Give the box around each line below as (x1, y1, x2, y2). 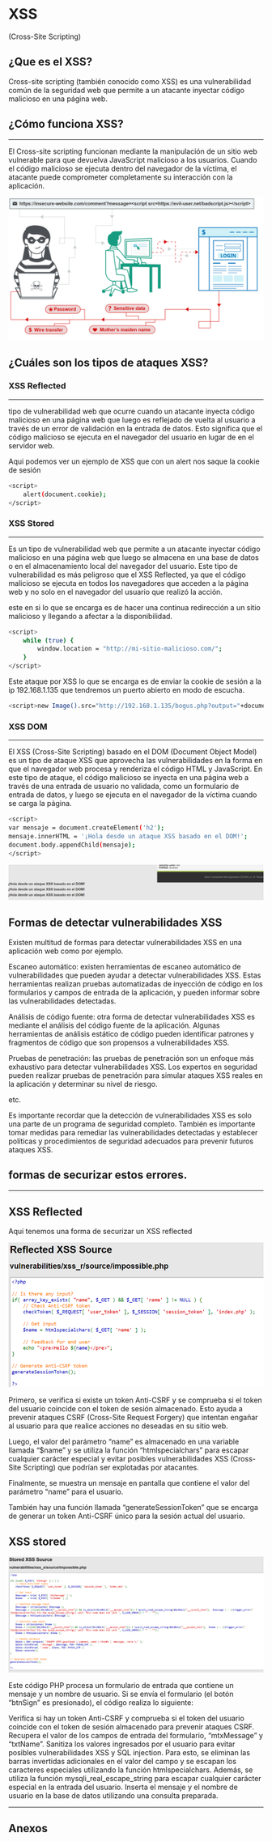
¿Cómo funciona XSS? (8, 117, 124, 131)
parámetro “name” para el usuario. (8, 1487, 124, 1497)
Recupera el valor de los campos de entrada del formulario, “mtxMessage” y (8, 1730, 263, 1740)
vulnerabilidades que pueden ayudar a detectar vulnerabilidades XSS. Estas (8, 970, 261, 980)
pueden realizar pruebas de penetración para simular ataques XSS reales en (8, 1070, 263, 1080)
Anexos (8, 1822, 49, 1835)
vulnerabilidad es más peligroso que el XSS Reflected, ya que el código (8, 570, 246, 579)
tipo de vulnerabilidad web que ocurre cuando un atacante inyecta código (8, 406, 255, 416)
